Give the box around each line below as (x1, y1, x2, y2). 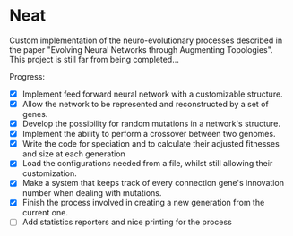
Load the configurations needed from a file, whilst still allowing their (22, 158, 273, 169)
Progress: (9, 71, 45, 81)
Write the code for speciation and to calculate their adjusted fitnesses (22, 139, 280, 149)
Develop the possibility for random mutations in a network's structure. (22, 118, 280, 130)
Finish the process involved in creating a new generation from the (22, 198, 265, 208)
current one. (22, 207, 69, 218)
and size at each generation (22, 148, 125, 159)
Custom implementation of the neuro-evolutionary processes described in (9, 35, 283, 46)
